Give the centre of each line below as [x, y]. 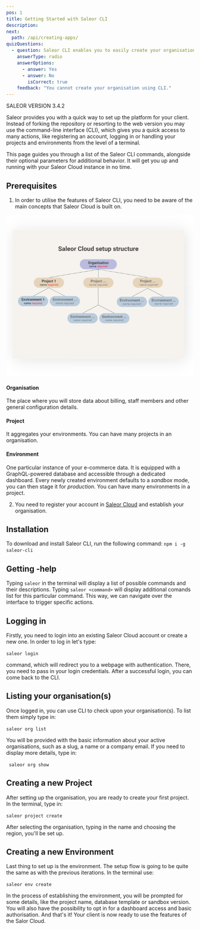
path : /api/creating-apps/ [45, 38]
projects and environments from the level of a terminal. [74, 143]
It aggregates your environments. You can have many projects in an [89, 434]
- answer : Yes [40, 69]
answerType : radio [40, 57]
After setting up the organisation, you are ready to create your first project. [98, 797]
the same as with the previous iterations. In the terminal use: [80, 873]
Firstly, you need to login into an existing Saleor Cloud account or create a [97, 635]
